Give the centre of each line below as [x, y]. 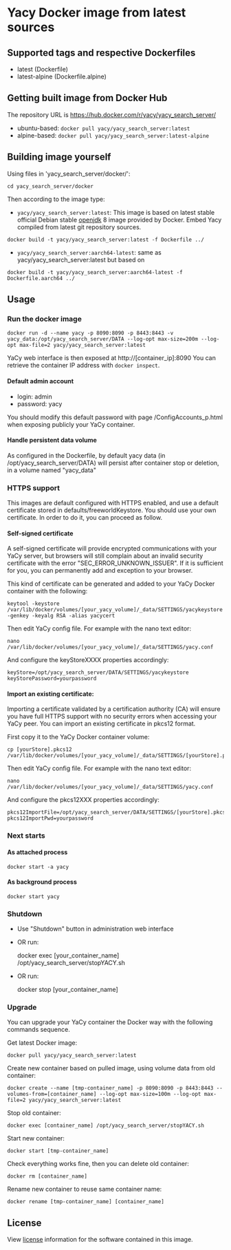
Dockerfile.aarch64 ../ [41, 278]
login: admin [35, 396]
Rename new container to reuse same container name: [85, 1189]
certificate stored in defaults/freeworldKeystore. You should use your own [112, 510]
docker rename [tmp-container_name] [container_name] [86, 1202]
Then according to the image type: [56, 199]
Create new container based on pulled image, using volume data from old [111, 1068]
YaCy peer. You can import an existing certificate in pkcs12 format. [101, 723]
